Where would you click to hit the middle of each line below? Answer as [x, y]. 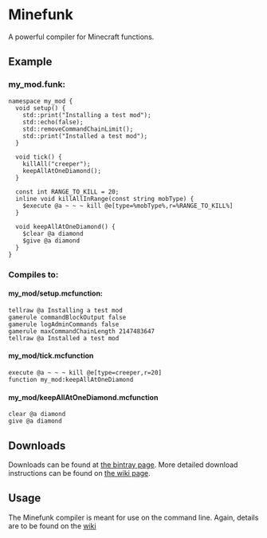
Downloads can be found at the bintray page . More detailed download [123, 465]
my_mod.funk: [37, 84]
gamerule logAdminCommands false [64, 324]
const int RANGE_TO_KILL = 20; [67, 192]
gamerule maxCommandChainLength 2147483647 [82, 331]
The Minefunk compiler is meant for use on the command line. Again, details [133, 517]
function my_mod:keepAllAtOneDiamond [71, 379]
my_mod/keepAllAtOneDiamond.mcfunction [83, 397]
